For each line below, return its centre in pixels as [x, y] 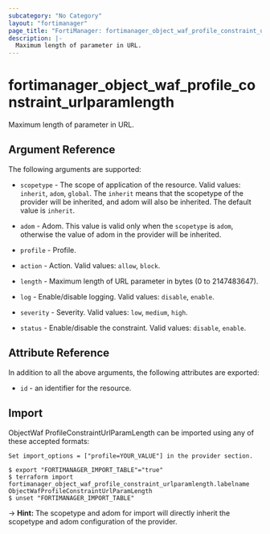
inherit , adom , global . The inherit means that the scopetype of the [131, 193]
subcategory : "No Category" [55, 16]
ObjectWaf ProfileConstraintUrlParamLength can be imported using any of [131, 432]
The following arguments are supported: [75, 169]
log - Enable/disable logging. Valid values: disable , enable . [117, 296]
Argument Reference [62, 150]
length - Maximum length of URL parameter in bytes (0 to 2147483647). [139, 281]
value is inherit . [47, 210]
